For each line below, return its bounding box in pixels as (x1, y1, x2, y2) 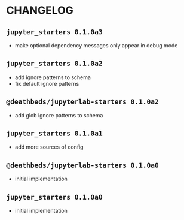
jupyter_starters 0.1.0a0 (6, 192, 103, 201)
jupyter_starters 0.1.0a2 (6, 59, 103, 68)
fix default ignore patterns (14, 80, 79, 87)
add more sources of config (14, 143, 84, 150)
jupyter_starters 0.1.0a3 (6, 28, 103, 36)
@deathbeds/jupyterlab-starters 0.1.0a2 (6, 97, 160, 106)
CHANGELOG (6, 4, 73, 17)
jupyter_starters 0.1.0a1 (6, 129, 103, 138)
